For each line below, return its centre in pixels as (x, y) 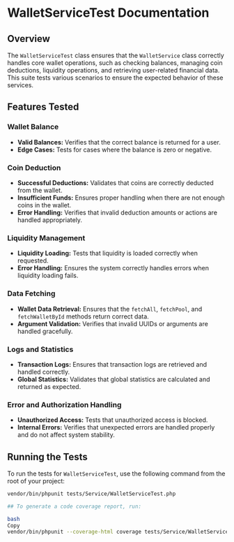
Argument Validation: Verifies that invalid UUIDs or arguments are (113, 323)
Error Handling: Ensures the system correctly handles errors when (113, 268)
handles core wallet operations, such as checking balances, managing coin (115, 63)
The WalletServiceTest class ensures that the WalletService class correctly (116, 55)
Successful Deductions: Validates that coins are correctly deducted (115, 182)
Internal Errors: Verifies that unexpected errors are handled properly (116, 427)
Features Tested (43, 107)
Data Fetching (31, 293)
